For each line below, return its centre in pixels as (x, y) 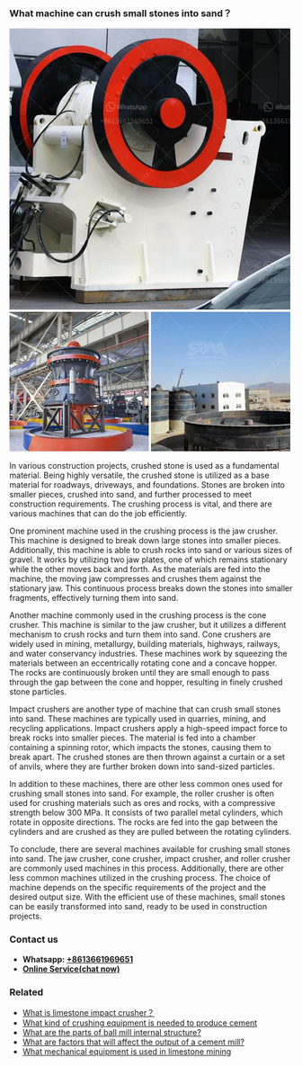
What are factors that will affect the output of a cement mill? (133, 1042)
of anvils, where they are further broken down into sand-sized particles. (142, 766)
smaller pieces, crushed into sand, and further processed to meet (131, 495)
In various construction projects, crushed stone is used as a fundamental (144, 466)
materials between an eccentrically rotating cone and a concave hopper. (143, 663)
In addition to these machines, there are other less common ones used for (146, 784)
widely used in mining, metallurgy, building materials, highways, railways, (145, 644)
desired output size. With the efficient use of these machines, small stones (147, 897)
